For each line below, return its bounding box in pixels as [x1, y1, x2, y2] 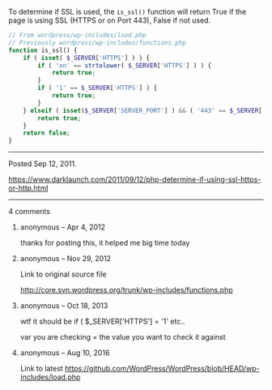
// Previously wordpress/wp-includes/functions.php [8, 38, 186, 47]
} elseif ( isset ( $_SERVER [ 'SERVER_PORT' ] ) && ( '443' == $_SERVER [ [23, 106, 263, 114]
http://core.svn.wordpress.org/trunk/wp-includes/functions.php [19, 285, 233, 295]
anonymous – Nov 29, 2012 [19, 254, 112, 264]
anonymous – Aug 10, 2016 [19, 348, 110, 358]
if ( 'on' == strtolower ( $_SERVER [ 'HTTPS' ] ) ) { [37, 61, 212, 70]
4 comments [8, 207, 51, 216]
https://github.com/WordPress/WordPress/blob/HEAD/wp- [64, 364, 261, 374]
